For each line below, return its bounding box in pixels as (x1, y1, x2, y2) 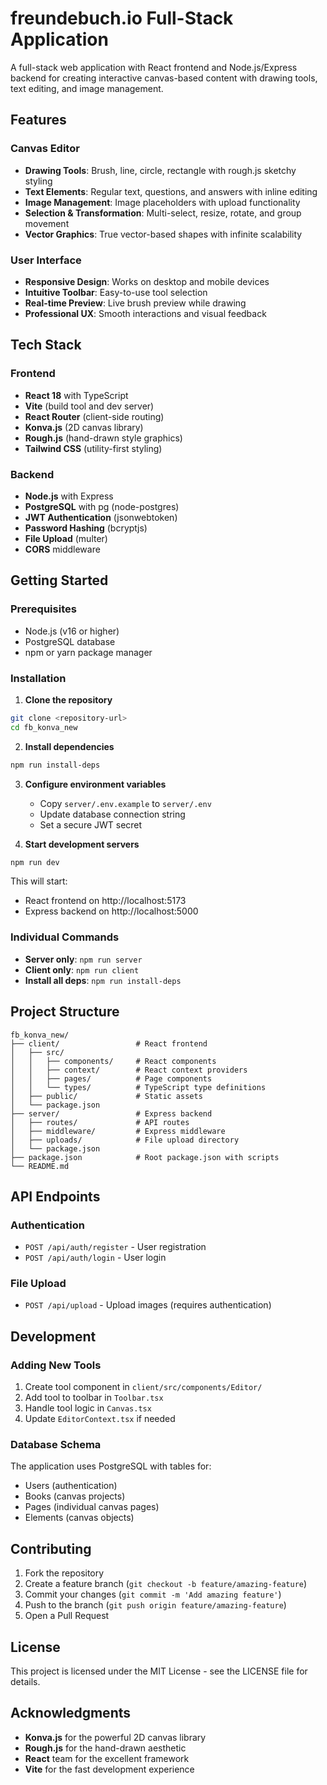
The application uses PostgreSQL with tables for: (10, 1460, 212, 1472)
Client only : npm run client (24, 963, 140, 976)
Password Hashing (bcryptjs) (24, 522, 148, 534)
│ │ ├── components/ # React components (10, 1056, 217, 1066)
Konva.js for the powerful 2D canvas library (24, 1731, 207, 1743)
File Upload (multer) (24, 532, 108, 544)
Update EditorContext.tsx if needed (24, 1413, 176, 1425)
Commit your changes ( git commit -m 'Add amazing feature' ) (24, 1588, 282, 1601)
